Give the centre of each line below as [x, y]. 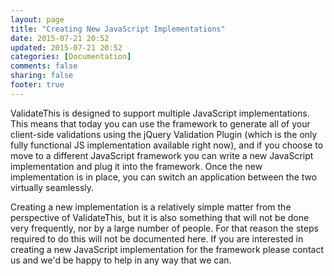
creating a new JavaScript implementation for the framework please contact [167, 249]
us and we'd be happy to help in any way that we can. [121, 260]
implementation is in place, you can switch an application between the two [164, 177]
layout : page [37, 19]
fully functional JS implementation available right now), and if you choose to [167, 145]
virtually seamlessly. [52, 187]
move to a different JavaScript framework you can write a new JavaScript [162, 155]
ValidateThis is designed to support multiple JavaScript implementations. [160, 113]
